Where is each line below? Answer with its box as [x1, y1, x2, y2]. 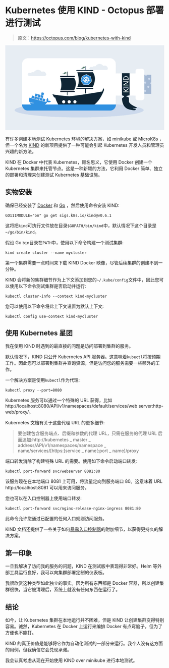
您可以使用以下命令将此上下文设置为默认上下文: [5, 303, 104, 309]
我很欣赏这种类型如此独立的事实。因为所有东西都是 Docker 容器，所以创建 [5, 580, 160, 586]
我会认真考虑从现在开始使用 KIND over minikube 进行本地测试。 [5, 657, 138, 663]
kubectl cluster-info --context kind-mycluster [5, 294, 107, 299]
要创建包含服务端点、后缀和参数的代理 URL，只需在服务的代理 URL [17, 430, 157, 436]
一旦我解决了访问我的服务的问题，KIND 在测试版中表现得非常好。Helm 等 [5, 563, 157, 569]
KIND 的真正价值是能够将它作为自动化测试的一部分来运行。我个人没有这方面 [5, 640, 163, 646]
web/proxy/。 [5, 409, 34, 415]
